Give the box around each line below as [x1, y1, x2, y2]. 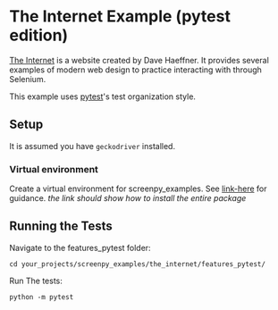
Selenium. [9, 73, 46, 84]
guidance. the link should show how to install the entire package [9, 193, 247, 204]
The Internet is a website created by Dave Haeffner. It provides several [9, 54, 270, 65]
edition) [9, 25, 69, 46]
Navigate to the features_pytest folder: [9, 242, 151, 253]
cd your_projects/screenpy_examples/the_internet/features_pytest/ [9, 259, 266, 269]
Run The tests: [9, 275, 63, 286]
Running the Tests [9, 219, 114, 234]
